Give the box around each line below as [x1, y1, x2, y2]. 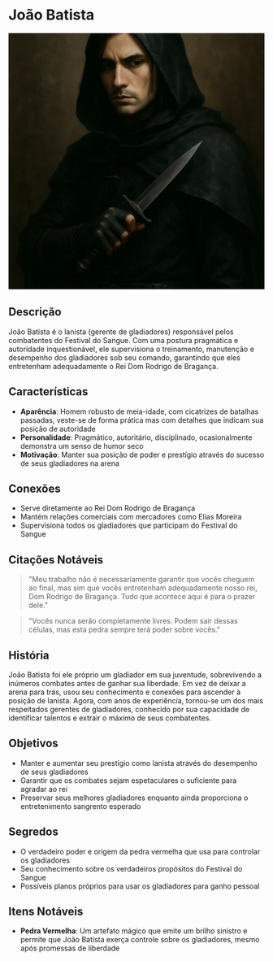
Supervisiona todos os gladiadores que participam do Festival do [19, 520, 238, 530]
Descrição [8, 305, 62, 319]
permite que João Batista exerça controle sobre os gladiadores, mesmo [19, 935, 260, 945]
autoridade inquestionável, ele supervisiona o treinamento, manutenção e [8, 344, 254, 354]
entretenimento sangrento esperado [19, 801, 141, 811]
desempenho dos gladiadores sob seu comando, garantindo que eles [8, 352, 241, 363]
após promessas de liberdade [19, 943, 120, 953]
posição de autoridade [19, 424, 96, 433]
